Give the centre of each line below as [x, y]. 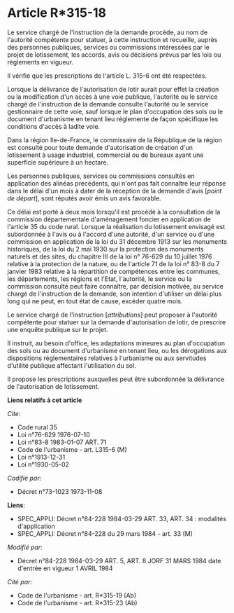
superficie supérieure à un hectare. [58, 162]
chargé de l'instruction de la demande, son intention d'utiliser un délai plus [115, 294]
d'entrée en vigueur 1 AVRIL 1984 [65, 568]
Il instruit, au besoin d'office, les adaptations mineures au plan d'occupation [116, 343]
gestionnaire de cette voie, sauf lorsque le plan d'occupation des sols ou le [115, 111]
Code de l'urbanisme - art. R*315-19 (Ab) [77, 595]
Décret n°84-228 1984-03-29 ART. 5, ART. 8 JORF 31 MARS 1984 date [119, 560]
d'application [36, 526]
